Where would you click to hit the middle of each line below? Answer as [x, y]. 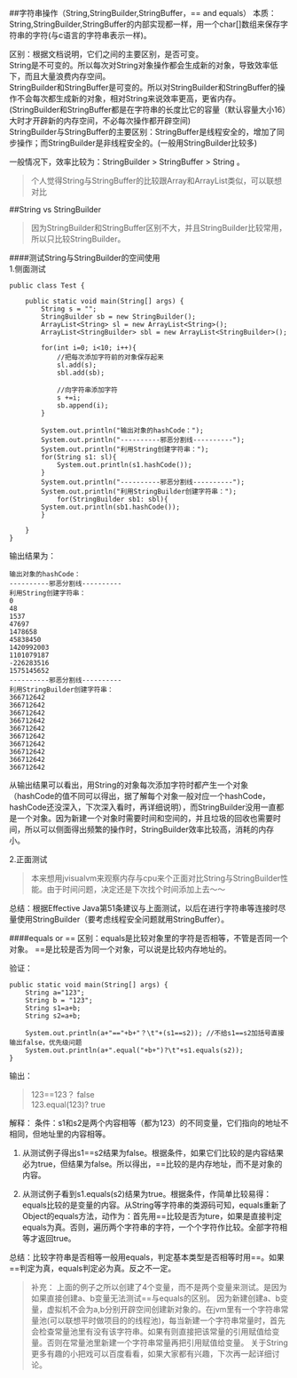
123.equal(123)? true [68, 1105]
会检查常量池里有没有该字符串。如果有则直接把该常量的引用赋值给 [151, 1331]
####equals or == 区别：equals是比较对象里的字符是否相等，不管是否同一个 [148, 938]
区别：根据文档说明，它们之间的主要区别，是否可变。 [106, 54]
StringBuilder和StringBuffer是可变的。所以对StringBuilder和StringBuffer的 [143, 87]
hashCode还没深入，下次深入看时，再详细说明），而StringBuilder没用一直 [143, 807]
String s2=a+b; [53, 1016]
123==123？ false [63, 1094]
